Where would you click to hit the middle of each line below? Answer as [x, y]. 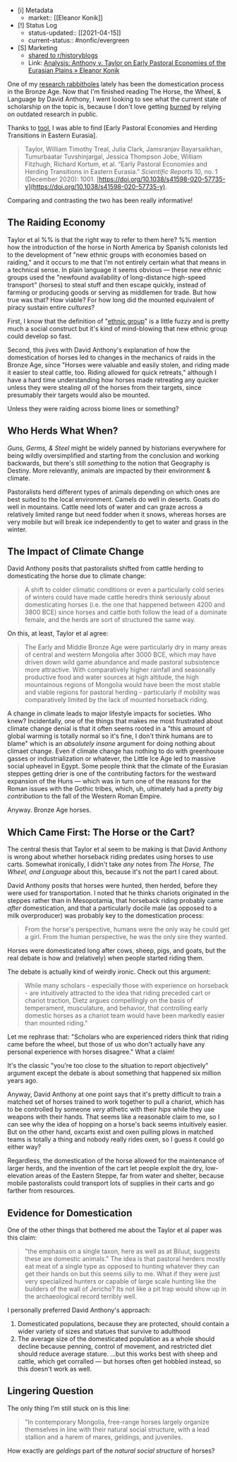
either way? [24, 1147]
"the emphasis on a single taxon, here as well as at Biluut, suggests [122, 1251]
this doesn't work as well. [54, 1369]
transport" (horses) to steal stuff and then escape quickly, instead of [107, 284]
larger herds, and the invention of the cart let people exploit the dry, [106, 1168]
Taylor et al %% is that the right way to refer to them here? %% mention [112, 239]
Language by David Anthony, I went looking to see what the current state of [117, 99]
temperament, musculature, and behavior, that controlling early [116, 1008]
